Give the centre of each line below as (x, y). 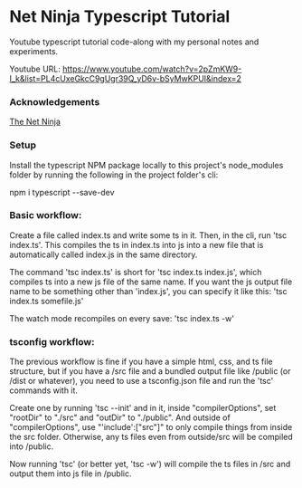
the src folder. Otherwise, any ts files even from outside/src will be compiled (151, 437)
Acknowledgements (55, 101)
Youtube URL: (35, 69)
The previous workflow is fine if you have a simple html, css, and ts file (141, 362)
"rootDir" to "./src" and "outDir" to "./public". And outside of (120, 417)
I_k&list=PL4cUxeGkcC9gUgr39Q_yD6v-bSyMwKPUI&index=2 (126, 78)
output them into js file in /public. (71, 474)
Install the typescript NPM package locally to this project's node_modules (146, 165)
